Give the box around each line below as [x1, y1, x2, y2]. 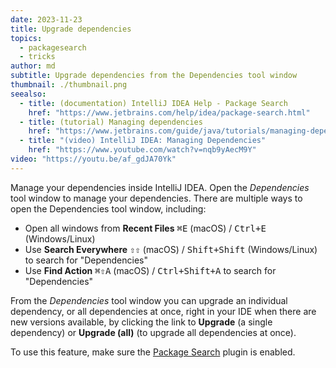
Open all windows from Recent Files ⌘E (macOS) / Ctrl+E [24, 222, 267, 234]
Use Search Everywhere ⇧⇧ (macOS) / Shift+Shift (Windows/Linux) [24, 243, 318, 255]
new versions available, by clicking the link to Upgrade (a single [10, 316, 273, 328]
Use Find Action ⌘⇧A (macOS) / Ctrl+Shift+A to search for [24, 264, 277, 276]
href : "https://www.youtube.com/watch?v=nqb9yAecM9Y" [28, 145, 257, 155]
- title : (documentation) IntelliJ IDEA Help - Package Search [19, 98, 288, 108]
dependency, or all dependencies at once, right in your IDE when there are [10, 305, 317, 317]
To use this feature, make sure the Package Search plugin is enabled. [10, 346, 296, 358]
